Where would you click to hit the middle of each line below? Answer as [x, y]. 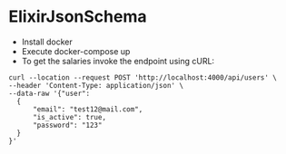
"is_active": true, [69, 117]
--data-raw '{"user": [49, 93]
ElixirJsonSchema [78, 17]
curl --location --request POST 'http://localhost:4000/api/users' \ [143, 77]
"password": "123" [67, 125]
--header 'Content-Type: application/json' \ [96, 85]
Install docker [47, 42]
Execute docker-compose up [76, 51]
